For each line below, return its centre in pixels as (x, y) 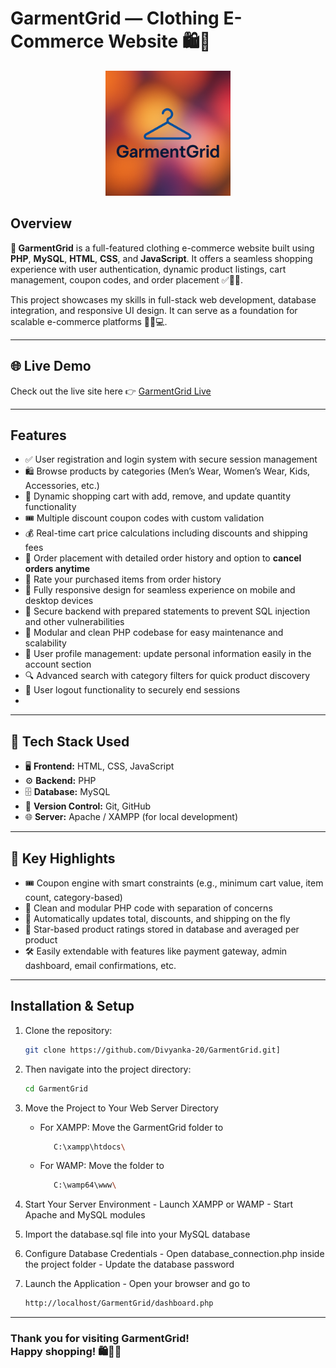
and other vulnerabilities (74, 622)
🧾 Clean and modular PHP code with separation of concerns (148, 908)
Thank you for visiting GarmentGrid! (100, 1339)
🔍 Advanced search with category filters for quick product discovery (167, 676)
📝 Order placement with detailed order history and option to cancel (163, 558)
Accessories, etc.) (62, 486)
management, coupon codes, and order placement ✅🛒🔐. (127, 279)
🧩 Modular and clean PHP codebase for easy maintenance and (154, 633)
